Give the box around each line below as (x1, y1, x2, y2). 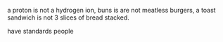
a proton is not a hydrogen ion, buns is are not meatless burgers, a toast (7, 6, 216, 14)
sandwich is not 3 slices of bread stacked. (7, 13, 130, 22)
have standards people (7, 27, 74, 35)
